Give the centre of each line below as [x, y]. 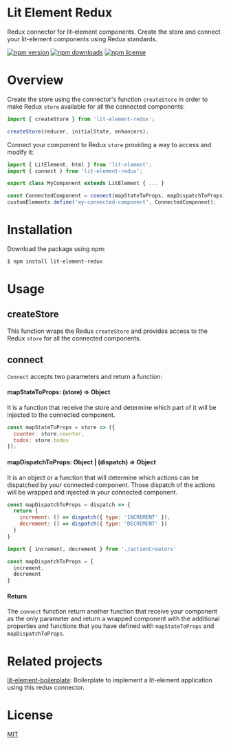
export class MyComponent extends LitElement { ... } [86, 184]
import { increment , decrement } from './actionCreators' [92, 549]
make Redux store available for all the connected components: [96, 106]
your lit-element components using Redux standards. [82, 39]
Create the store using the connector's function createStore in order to [108, 99]
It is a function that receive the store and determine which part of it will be [112, 407]
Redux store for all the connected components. [74, 338]
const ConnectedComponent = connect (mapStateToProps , [86, 196]
